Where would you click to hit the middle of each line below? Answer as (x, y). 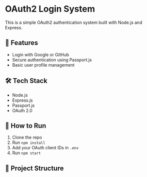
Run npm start (26, 153)
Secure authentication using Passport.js (52, 60)
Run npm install (29, 142)
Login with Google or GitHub (41, 54)
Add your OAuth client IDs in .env (45, 148)
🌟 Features (22, 43)
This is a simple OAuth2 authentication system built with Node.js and (73, 22)
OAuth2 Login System (50, 9)
